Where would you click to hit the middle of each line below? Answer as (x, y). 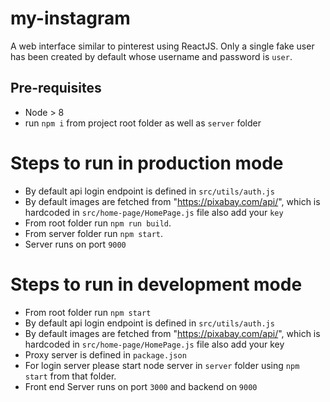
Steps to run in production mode (147, 163)
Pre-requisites (56, 88)
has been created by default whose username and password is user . (151, 56)
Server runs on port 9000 (75, 244)
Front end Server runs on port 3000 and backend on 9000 (141, 386)
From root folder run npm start (88, 312)
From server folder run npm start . (94, 233)
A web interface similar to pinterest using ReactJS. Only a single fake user (162, 46)
